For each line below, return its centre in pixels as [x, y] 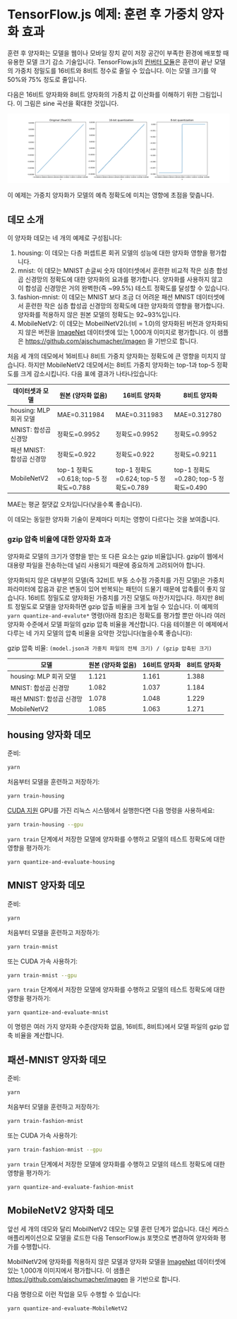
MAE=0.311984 [80, 415]
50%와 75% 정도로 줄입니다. [47, 79]
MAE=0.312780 [198, 415]
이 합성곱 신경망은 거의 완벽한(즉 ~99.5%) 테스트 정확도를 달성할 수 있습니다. [123, 288]
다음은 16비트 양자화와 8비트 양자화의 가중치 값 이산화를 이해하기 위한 [103, 94]
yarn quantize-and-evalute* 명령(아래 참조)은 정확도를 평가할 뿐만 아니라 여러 [116, 615]
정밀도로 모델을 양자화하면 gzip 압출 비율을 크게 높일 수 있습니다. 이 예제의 [116, 606]
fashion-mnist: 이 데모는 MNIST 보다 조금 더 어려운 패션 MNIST [106, 297]
